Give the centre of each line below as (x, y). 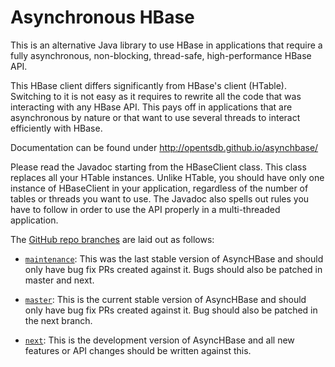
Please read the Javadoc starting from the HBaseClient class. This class (158, 167)
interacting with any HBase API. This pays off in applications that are (151, 107)
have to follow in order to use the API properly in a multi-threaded (145, 209)
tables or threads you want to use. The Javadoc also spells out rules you (160, 198)
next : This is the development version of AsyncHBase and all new (159, 340)
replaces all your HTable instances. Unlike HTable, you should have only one (167, 177)
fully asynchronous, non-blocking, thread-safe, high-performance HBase (161, 55)
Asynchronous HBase (102, 17)
